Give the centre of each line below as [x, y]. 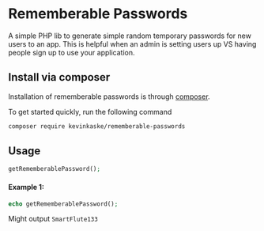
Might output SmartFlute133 [53, 219]
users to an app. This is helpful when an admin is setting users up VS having [132, 44]
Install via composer [59, 77]
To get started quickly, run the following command [90, 112]
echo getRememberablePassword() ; [63, 204]
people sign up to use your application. [72, 52]
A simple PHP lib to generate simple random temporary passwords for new [130, 36]
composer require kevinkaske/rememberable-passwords [97, 126]
